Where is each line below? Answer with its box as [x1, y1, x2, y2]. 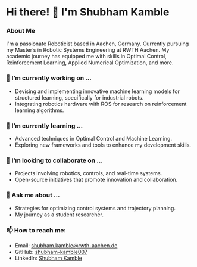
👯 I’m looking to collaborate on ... [6, 156, 103, 164]
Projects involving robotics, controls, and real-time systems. [14, 170, 162, 177]
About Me [6, 27, 36, 35]
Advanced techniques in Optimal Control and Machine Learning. [14, 135, 173, 142]
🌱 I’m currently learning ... [6, 122, 83, 130]
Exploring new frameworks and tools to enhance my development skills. [14, 141, 192, 148]
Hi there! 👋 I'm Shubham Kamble [6, 5, 170, 19]
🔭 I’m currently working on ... [6, 74, 92, 82]
